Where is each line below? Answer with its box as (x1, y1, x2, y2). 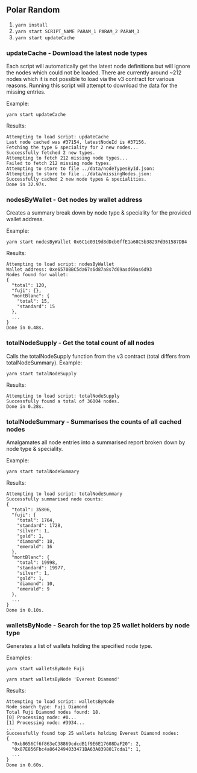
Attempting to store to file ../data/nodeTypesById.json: (6, 166, 155, 172)
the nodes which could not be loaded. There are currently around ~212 (6, 69, 182, 76)
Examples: (6, 654, 32, 661)
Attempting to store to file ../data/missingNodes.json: (6, 171, 152, 177)
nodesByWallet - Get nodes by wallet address (6, 196, 143, 204)
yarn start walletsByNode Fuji (6, 666, 85, 672)
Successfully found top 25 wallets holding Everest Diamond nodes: (6, 731, 180, 737)
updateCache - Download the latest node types (6, 48, 148, 57)
